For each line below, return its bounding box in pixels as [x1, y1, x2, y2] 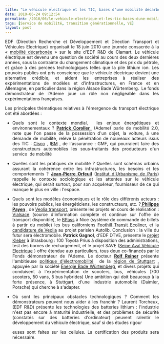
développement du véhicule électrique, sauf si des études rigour [12, 320, 143, 325]
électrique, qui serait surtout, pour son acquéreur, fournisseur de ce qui [12, 181, 159, 187]
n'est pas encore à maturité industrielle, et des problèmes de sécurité [12, 309, 159, 315]
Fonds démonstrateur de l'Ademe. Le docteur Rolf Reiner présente [12, 253, 159, 259]
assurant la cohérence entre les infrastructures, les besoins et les [12, 166, 159, 172]
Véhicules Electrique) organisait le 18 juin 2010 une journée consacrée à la [5, 44, 159, 50]
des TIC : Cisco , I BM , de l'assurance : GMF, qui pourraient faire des [12, 141, 159, 147]
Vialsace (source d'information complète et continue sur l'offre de [12, 212, 159, 217]
